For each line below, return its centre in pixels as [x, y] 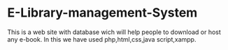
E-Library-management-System [102, 13]
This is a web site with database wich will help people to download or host [114, 32]
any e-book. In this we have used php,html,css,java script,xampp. [102, 39]
